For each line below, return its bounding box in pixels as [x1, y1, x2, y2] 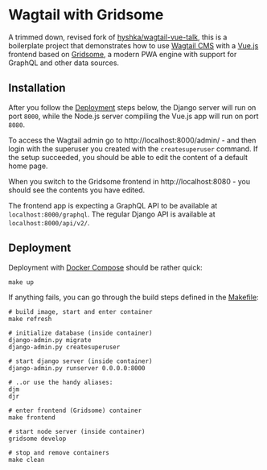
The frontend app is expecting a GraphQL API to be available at [8, 200, 218, 210]
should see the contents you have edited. [8, 185, 146, 195]
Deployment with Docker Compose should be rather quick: [8, 262, 203, 272]
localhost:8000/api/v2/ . [8, 217, 90, 227]
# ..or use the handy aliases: [8, 378, 113, 386]
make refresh [8, 315, 52, 323]
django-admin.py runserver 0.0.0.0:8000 [8, 364, 146, 372]
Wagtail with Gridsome [8, 6, 164, 24]
